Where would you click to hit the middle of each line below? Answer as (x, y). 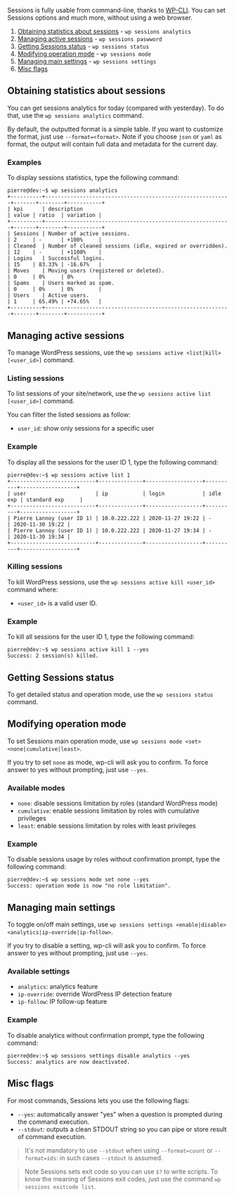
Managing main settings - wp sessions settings (87, 61)
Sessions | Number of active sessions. (72, 234)
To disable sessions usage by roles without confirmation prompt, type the (114, 859)
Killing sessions (35, 567)
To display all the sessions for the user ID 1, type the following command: (113, 462)
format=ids (40, 1158)
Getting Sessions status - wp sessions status (83, 46)
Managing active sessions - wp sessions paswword (90, 39)
